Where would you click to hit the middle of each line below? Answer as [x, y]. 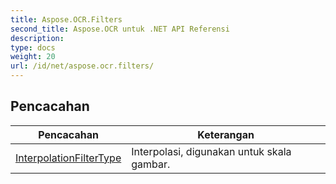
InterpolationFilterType [68, 158]
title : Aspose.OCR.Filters [66, 19]
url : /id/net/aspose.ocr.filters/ [82, 66]
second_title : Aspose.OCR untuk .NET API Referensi [120, 29]
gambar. [151, 164]
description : [37, 38]
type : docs [33, 47]
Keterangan [226, 134]
